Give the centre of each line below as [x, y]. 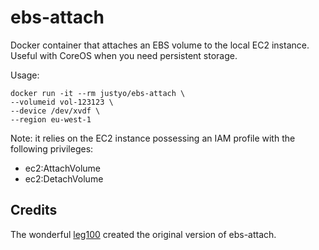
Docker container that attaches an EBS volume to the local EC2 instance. [160, 45]
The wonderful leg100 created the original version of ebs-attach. [143, 234]
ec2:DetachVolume [64, 178]
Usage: [25, 75]
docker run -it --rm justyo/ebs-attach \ [98, 93]
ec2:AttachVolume [63, 168]
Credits [34, 210]
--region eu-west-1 [51, 119]
